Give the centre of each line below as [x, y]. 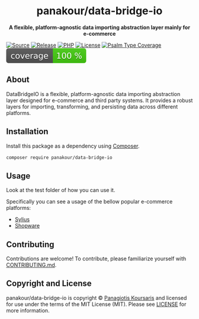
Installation [27, 132]
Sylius [22, 219]
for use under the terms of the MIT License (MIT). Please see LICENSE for [96, 304]
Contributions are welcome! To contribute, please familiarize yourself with [96, 259]
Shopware [27, 226]
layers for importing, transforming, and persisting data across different [92, 106]
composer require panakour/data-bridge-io [59, 157]
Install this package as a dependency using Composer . [73, 146]
